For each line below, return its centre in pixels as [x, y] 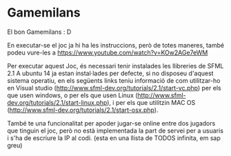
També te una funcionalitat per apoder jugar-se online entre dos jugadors [111, 123]
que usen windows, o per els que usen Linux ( [72, 95]
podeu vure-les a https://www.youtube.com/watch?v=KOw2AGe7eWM [108, 52]
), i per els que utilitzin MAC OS [151, 102]
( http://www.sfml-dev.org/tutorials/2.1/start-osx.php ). [83, 110]
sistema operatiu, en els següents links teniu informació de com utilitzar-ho [114, 80]
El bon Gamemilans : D [39, 32]
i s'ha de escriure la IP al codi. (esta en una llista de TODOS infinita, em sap [114, 138]
